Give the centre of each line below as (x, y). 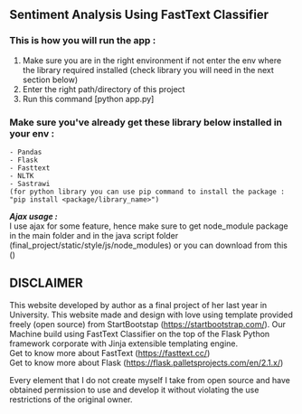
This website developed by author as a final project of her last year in (138, 305)
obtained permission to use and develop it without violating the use (134, 390)
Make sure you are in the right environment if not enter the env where (152, 60)
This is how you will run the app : (83, 41)
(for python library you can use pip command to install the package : (147, 192)
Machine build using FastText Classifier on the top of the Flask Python (140, 334)
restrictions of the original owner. (71, 399)
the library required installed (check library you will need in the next (148, 70)
